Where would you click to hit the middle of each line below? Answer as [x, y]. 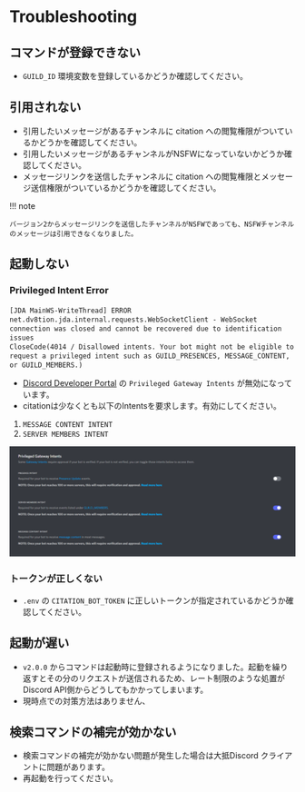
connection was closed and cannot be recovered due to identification [146, 329]
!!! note [23, 205]
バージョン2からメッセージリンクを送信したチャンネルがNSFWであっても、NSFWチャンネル [152, 224]
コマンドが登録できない [75, 52]
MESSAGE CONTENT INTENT [68, 424]
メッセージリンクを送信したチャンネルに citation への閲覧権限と [142, 176]
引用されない [45, 108]
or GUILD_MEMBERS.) [46, 365]
